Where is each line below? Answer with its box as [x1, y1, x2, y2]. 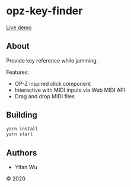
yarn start [6, 131, 33, 138]
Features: [6, 68, 30, 76]
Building [6, 110, 37, 120]
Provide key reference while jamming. [6, 57, 98, 64]
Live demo [6, 24, 32, 31]
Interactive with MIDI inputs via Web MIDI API [14, 86, 126, 93]
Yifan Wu [14, 164, 37, 171]
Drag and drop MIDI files [14, 92, 75, 99]
